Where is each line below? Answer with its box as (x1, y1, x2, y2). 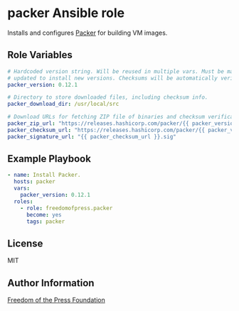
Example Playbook (7, 153, 91, 165)
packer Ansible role (7, 5, 125, 21)
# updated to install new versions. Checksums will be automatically (7, 75, 218, 82)
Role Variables (7, 49, 73, 61)
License (7, 237, 43, 249)
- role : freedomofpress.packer (20, 204, 113, 212)
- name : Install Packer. (7, 172, 81, 179)
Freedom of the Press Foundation (7, 296, 105, 305)
